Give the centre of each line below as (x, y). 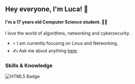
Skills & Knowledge (29, 65)
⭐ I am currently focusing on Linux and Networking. (65, 43)
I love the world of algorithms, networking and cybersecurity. (68, 33)
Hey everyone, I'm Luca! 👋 (47, 9)
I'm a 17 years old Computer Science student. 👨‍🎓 (57, 22)
